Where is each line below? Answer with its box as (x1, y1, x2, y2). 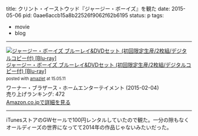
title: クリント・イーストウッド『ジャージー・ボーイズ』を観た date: (6, 5, 170, 12)
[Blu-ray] (25, 67, 47, 75)
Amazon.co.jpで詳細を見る (6, 98, 71, 105)
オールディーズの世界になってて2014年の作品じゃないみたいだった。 (6, 124, 172, 131)
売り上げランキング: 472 (6, 90, 65, 98)
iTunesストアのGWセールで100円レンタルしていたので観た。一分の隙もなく (6, 116, 190, 124)
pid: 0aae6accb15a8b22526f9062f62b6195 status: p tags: (22, 12, 164, 19)
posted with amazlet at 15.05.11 (6, 76, 66, 82)
